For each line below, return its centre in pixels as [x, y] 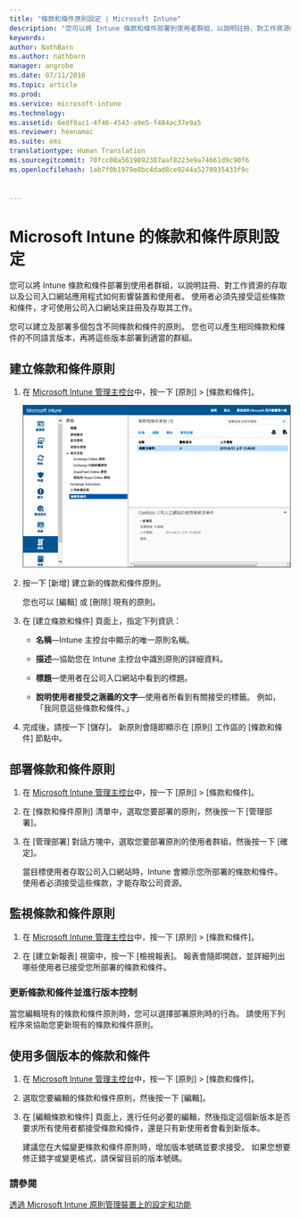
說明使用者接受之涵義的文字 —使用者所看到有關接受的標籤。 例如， [158, 697]
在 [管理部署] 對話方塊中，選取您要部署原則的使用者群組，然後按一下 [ [151, 841]
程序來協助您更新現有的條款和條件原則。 [83, 1025]
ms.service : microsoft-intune [66, 104]
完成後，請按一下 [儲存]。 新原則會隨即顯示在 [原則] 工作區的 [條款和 [148, 727]
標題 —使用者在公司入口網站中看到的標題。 [114, 678]
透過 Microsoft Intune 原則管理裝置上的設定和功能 [100, 1205]
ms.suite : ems [36, 142]
